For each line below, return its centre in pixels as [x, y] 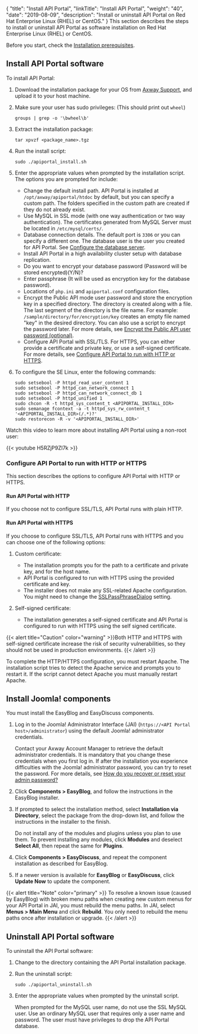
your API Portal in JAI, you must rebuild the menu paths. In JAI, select [91, 905]
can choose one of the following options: [56, 542]
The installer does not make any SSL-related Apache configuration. [105, 590]
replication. [37, 259]
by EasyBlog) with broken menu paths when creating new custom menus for [99, 899]
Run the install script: [40, 151]
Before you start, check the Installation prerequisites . [70, 45]
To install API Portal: [30, 78]
